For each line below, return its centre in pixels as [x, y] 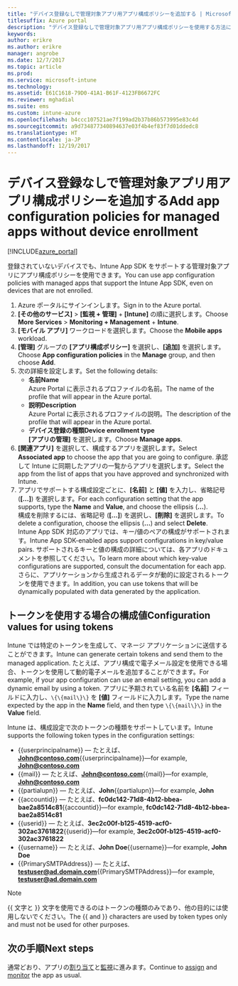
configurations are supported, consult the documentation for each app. [122, 566]
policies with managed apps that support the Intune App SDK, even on [110, 283]
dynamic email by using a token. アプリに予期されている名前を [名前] [108, 688]
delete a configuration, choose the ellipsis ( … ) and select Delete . [113, 524]
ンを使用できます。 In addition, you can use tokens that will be [108, 584]
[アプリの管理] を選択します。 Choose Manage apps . [105, 439]
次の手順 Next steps [50, 949]
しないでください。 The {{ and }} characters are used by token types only [120, 916]
